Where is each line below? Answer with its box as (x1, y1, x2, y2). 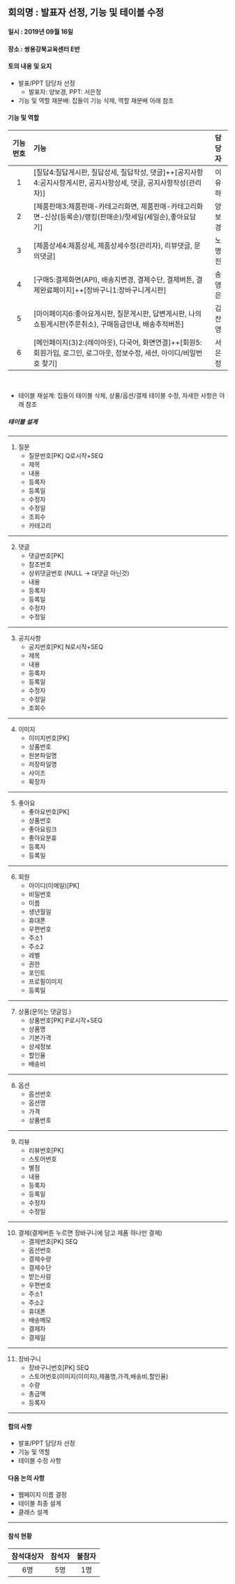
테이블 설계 (8, 417, 38, 426)
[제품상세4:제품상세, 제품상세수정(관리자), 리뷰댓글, (33, 240, 192, 250)
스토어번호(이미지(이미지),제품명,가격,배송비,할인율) (28, 1372, 169, 1380)
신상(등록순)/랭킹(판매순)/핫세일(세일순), (44, 212, 171, 221)
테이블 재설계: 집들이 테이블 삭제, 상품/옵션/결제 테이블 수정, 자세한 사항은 (17, 391, 218, 399)
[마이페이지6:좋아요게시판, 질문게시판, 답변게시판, (33, 309, 187, 318)
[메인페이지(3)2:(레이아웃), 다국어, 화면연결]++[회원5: (33, 337, 202, 347)
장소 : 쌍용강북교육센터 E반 (8, 45, 80, 53)
